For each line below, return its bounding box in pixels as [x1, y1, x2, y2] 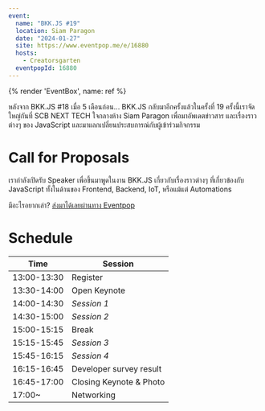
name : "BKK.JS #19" [15, 19, 81, 27]
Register [71, 271, 103, 282]
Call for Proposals [8, 148, 130, 166]
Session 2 [71, 310, 109, 322]
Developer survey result [71, 363, 162, 374]
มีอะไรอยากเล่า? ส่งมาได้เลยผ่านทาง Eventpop [8, 200, 135, 210]
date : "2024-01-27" [15, 34, 81, 43]
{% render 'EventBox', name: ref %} [8, 86, 127, 96]
